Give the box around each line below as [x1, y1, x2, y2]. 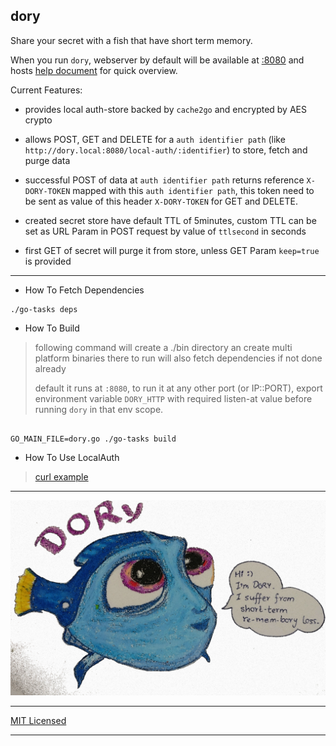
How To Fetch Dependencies [24, 284, 145, 296]
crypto [24, 114, 53, 126]
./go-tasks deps [10, 304, 78, 314]
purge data [24, 154, 71, 166]
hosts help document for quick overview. [10, 64, 178, 76]
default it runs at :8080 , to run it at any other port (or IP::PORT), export [34, 382, 323, 394]
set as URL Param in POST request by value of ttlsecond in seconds [24, 225, 307, 237]
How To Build [24, 322, 80, 334]
